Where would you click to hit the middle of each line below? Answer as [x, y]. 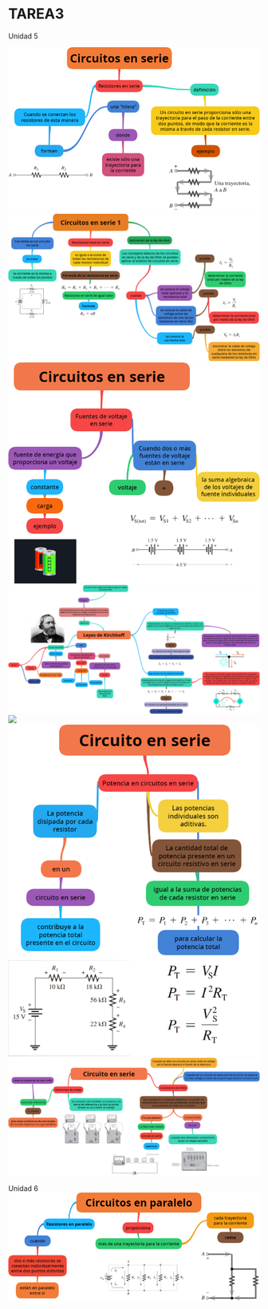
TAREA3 [36, 14]
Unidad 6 [23, 1188]
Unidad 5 [23, 36]
